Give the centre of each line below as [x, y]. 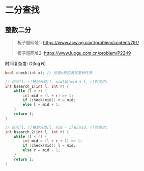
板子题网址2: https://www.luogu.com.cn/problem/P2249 [74, 53]
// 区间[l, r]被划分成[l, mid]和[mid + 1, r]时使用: [57, 82]
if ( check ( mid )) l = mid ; [49, 146]
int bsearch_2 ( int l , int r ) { [37, 132]
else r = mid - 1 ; [42, 150]
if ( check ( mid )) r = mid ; [49, 100]
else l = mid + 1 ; [42, 105]
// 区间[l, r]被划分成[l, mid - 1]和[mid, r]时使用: [57, 127]
